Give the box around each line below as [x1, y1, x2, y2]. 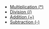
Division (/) [9, 9, 32, 15]
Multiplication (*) [9, 4, 44, 10]
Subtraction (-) [9, 19, 40, 25]
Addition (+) [9, 14, 34, 19]
